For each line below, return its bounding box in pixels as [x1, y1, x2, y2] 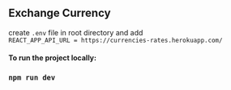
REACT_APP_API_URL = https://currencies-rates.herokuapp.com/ [8, 36, 223, 44]
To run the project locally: [8, 53, 97, 63]
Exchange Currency [8, 6, 111, 20]
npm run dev [8, 73, 56, 83]
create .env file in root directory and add [8, 27, 143, 37]
